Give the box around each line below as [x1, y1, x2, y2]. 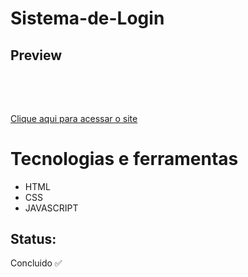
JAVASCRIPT [24, 202, 79, 214]
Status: [10, 230, 57, 247]
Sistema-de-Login [10, 7, 165, 30]
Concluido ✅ [10, 257, 63, 269]
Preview [10, 47, 63, 64]
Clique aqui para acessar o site [10, 112, 138, 124]
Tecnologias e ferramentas [10, 147, 239, 170]
